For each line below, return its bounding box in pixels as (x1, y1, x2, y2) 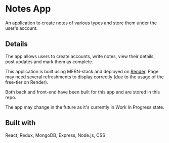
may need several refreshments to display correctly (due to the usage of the (5, 74, 164, 80)
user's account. (5, 25, 38, 31)
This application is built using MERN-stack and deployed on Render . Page (5, 68, 159, 74)
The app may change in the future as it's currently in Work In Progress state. (5, 104, 164, 110)
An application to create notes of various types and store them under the (5, 20, 157, 26)
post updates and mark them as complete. (5, 59, 94, 65)
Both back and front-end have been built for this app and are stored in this (5, 89, 160, 95)
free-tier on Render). (5, 79, 49, 85)
